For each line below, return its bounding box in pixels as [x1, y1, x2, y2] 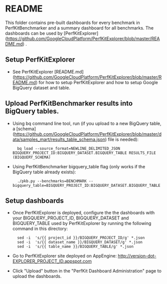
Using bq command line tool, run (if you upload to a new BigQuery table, [12, 120, 161, 126]
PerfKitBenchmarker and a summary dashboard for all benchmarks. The [5, 25, 154, 31]
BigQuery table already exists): [12, 169, 76, 175]
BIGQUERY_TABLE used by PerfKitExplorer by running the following [12, 220, 151, 226]
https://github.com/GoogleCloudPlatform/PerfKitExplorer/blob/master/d [14, 131, 161, 137]
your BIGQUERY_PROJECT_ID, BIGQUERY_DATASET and [12, 215, 129, 221]
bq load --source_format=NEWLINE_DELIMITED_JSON [17, 146, 120, 151]
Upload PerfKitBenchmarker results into [5, 99, 133, 108]
